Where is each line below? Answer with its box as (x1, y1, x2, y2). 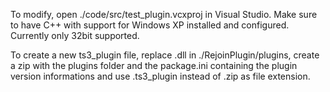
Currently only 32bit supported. (10, 30, 140, 41)
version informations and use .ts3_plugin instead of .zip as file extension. (10, 70, 311, 82)
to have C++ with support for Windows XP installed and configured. (10, 19, 290, 31)
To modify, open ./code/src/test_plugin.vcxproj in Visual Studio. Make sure (10, 9, 318, 20)
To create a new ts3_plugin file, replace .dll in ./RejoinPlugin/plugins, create (10, 49, 320, 61)
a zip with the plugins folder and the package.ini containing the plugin (10, 60, 298, 71)
